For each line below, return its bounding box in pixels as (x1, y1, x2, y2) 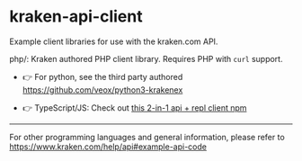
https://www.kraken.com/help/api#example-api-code (9, 141, 207, 152)
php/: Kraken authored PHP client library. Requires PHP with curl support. (9, 53, 283, 64)
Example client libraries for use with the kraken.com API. (9, 36, 218, 47)
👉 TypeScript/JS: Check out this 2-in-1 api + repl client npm (22, 102, 247, 113)
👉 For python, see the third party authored (22, 71, 183, 82)
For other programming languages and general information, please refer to (9, 131, 285, 142)
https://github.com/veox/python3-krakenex (22, 84, 183, 95)
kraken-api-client (9, 6, 143, 27)
